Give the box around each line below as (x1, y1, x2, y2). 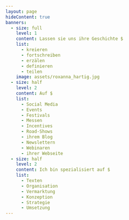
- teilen (20, 69, 43, 75)
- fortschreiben (20, 52, 61, 58)
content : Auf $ (16, 90, 53, 96)
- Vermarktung (20, 188, 56, 194)
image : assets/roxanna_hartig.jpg (16, 74, 100, 80)
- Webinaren (20, 145, 50, 151)
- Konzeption (20, 194, 53, 200)
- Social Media (20, 101, 58, 107)
